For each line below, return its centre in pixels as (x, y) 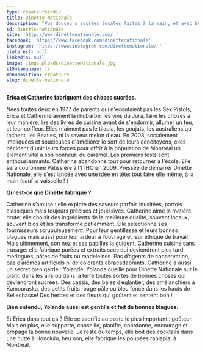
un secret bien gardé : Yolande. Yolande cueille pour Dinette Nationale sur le (102, 269)
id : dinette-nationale (35, 29)
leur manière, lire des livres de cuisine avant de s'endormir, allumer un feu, (100, 122)
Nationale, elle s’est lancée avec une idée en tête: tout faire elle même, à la (100, 174)
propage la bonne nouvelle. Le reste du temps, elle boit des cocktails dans (100, 332)
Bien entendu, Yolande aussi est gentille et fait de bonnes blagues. (92, 307)
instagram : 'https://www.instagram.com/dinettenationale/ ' (85, 46)
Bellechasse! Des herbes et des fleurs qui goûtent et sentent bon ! (89, 295)
